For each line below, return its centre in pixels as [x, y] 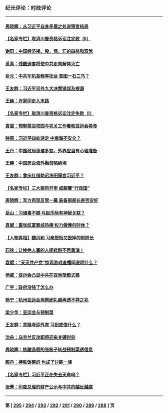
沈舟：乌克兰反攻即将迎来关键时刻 [40, 337]
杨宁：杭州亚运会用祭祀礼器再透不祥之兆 [47, 299]
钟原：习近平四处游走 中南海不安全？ [43, 138]
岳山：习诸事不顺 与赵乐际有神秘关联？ [45, 213]
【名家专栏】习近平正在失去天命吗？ [42, 374]
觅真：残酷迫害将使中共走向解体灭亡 [42, 63]
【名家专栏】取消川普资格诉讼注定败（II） [48, 39]
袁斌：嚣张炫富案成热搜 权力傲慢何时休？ [47, 225]
